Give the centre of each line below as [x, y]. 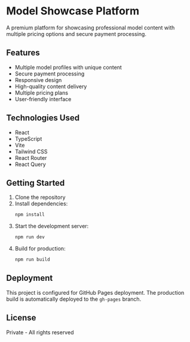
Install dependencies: [41, 204]
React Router [31, 158]
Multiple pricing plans [42, 93]
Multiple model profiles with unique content [68, 67]
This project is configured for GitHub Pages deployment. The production [95, 292]
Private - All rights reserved [40, 332]
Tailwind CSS [31, 152]
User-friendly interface [43, 99]
